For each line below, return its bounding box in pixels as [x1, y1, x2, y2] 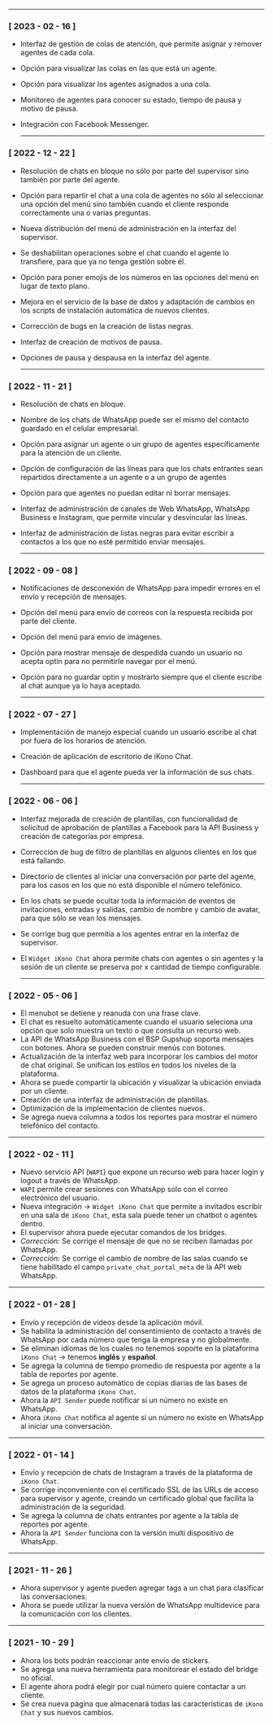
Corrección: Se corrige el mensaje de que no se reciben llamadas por [19, 1236, 253, 1246]
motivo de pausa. [19, 103, 79, 114]
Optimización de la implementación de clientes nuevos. [19, 1103, 206, 1113]
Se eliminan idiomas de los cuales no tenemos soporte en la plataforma [19, 1343, 259, 1353]
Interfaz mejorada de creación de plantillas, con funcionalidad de [19, 814, 238, 823]
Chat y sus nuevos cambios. [19, 1707, 114, 1717]
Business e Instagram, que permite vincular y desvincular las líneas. [19, 512, 248, 522]
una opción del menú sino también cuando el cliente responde [19, 199, 229, 208]
